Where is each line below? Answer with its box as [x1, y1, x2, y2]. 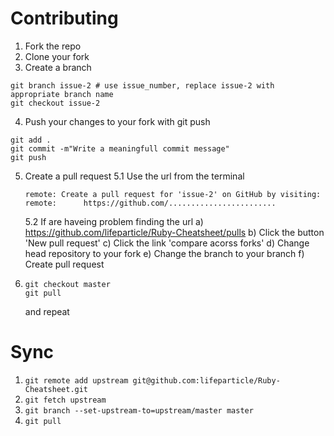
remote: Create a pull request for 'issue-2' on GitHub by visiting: [24, 189, 322, 199]
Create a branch [24, 61, 92, 73]
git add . [10, 135, 52, 145]
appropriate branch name [10, 89, 114, 99]
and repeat [24, 305, 70, 317]
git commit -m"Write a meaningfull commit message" [10, 143, 230, 154]
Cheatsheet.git [24, 384, 89, 394]
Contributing [10, 7, 119, 30]
